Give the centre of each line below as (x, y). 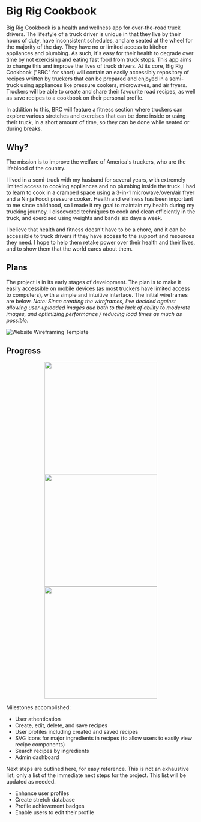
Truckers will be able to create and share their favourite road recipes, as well (101, 91)
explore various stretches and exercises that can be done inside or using (96, 116)
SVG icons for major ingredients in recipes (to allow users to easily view (103, 738)
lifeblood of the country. (36, 168)
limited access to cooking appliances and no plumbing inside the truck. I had (101, 186)
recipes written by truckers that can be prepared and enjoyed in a (87, 79)
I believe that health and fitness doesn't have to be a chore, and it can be (96, 230)
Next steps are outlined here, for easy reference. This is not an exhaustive (97, 769)
